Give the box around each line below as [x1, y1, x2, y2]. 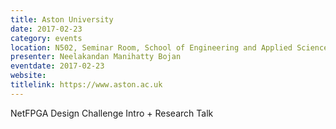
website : [10, 71, 47, 81]
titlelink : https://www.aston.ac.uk [10, 80, 163, 90]
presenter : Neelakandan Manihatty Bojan [10, 52, 182, 62]
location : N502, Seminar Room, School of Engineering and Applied [10, 42, 293, 53]
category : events [10, 33, 83, 43]
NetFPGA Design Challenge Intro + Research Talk [10, 107, 214, 119]
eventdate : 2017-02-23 [10, 61, 105, 71]
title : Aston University [10, 14, 114, 25]
